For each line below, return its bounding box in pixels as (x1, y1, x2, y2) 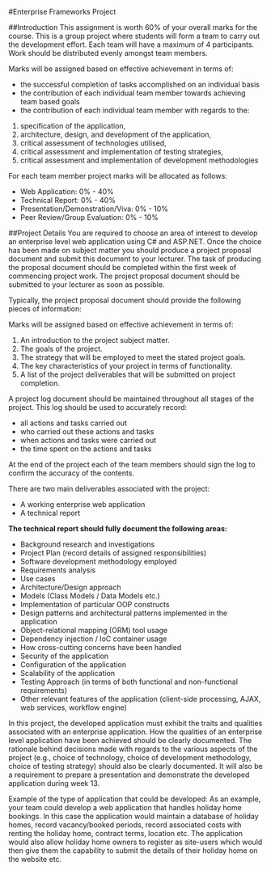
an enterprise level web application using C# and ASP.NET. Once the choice (8, 237, 262, 246)
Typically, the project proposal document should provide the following (8, 295, 241, 305)
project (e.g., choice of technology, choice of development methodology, (8, 753, 252, 762)
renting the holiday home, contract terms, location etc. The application (8, 829, 243, 838)
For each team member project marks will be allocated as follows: (8, 171, 228, 180)
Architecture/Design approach (19, 582, 121, 592)
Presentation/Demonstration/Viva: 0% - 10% (19, 204, 168, 213)
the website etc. (8, 855, 62, 864)
